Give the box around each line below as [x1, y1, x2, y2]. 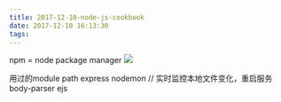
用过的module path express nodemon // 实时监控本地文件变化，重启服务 [9, 73, 273, 84]
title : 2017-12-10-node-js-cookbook [9, 12, 144, 22]
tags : [9, 29, 29, 38]
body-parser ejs [9, 83, 68, 94]
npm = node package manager [9, 55, 122, 66]
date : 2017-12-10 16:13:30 [9, 21, 109, 30]
